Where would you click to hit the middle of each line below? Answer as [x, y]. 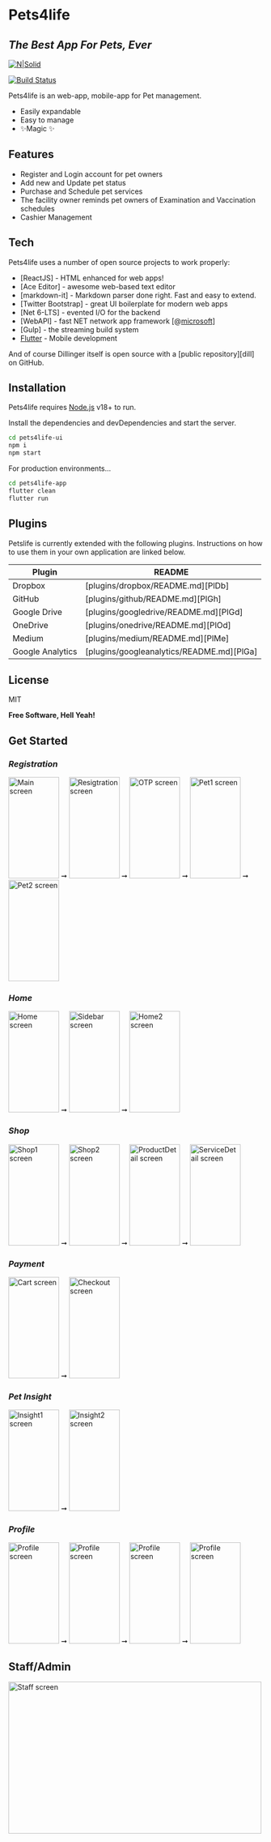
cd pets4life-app [38, 484]
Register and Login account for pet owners [91, 174]
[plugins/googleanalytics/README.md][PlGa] [171, 652]
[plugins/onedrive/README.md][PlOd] [158, 625]
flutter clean [32, 491]
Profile [22, 1529]
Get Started [38, 740]
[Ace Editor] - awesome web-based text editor [97, 286]
